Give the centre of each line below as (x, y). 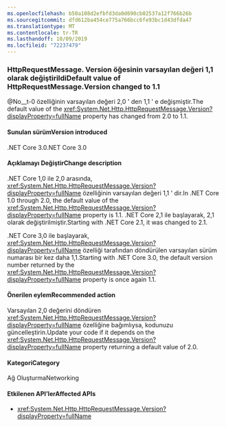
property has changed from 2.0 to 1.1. (135, 116)
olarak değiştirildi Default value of (64, 78)
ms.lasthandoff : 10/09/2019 (47, 39)
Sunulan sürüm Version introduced (57, 132)
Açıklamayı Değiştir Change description (65, 163)
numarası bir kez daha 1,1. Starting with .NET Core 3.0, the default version (110, 257)
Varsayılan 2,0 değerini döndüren (54, 310)
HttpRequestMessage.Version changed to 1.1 (83, 87)
